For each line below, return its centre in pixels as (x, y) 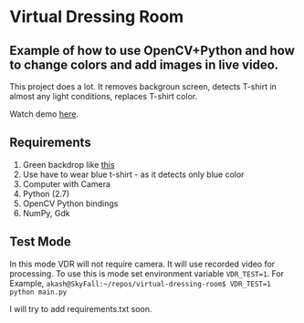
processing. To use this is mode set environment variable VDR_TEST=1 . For (147, 273)
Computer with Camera (67, 183)
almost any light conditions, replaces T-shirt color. (104, 96)
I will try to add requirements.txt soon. (81, 308)
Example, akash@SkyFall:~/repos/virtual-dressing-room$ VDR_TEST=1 (141, 283)
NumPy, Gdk (46, 213)
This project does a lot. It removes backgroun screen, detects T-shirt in (143, 87)
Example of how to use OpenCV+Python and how (152, 51)
